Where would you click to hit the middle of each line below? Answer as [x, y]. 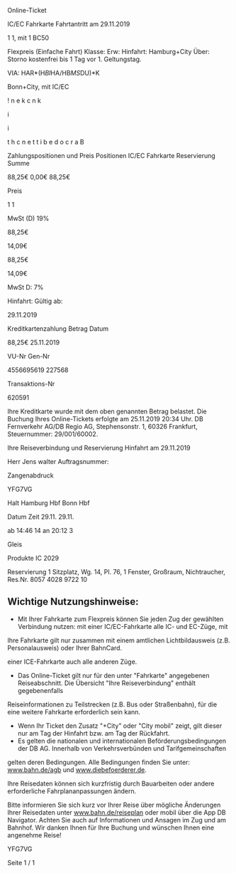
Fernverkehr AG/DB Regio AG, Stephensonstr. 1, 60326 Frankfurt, [103, 427]
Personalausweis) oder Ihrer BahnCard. [65, 647]
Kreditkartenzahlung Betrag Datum [58, 329]
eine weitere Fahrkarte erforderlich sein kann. [74, 711]
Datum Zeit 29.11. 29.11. [41, 517]
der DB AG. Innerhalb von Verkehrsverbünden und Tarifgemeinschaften [122, 748]
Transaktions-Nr [31, 384]
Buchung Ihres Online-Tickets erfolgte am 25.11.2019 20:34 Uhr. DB [105, 419]
